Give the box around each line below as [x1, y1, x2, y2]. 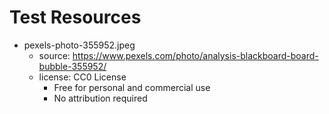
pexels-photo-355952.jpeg [23, 39, 136, 51]
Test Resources [9, 6, 142, 29]
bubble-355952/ [38, 60, 107, 72]
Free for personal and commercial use [53, 81, 211, 93]
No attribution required [53, 92, 148, 104]
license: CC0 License [38, 71, 127, 83]
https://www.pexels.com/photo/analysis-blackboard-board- [72, 49, 319, 61]
